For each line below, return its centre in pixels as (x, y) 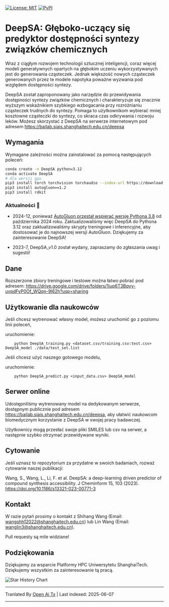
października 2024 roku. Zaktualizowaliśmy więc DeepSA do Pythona (84, 222)
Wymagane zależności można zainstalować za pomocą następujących (78, 154)
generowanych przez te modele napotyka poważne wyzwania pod (74, 79)
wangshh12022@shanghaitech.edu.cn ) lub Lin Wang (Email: (67, 522)
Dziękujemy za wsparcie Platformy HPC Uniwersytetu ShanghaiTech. (77, 565)
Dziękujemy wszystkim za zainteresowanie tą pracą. (59, 570)
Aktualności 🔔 (23, 205)
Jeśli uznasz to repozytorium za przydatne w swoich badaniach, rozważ (80, 463)
